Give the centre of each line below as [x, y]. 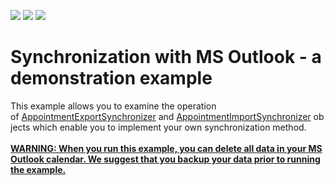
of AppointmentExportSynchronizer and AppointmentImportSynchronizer [161, 116]
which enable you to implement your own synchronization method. [169, 127]
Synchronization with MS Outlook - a [166, 57]
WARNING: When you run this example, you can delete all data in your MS [166, 148]
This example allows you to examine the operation [113, 106]
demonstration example [111, 78]
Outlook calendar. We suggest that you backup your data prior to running [165, 159]
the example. [38, 169]
